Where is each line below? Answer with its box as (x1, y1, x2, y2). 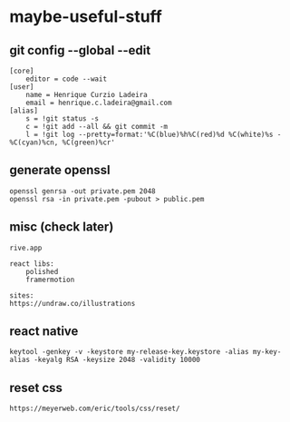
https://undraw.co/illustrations (9, 299, 136, 308)
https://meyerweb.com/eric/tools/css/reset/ (9, 404, 180, 414)
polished (25, 267, 59, 276)
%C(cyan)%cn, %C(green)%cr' (9, 138, 116, 147)
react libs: (9, 259, 54, 269)
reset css (9, 379, 63, 396)
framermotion (25, 275, 75, 284)
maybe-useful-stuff (9, 6, 163, 27)
